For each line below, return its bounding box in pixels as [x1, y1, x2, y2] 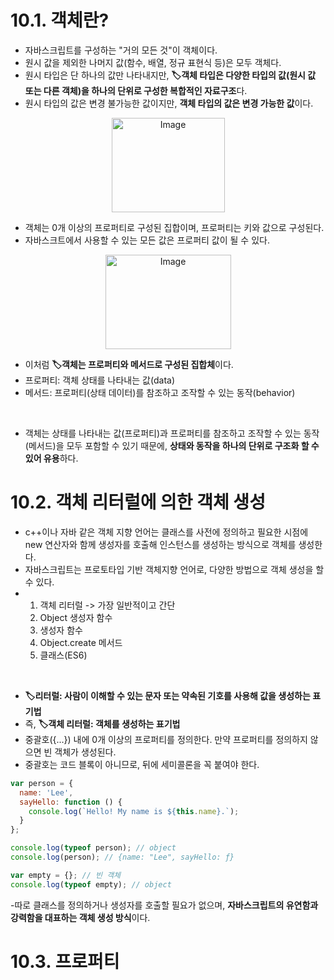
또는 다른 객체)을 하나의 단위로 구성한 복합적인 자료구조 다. [24, 84, 248, 96]
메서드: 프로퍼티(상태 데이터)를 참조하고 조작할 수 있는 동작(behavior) [24, 386, 296, 398]
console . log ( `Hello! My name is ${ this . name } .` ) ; [28, 806, 240, 816]
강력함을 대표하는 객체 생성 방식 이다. [10, 911, 151, 923]
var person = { [10, 778, 74, 788]
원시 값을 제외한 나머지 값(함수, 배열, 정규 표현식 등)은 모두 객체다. [24, 56, 282, 68]
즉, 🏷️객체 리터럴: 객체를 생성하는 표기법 [24, 717, 181, 730]
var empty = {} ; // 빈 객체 [10, 870, 122, 880]
